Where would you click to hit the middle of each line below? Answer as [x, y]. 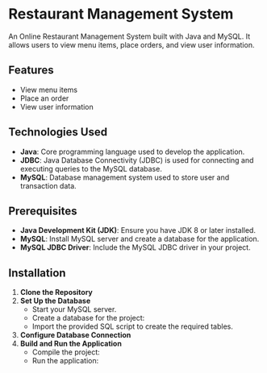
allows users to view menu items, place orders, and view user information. [131, 44]
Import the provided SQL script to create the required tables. [133, 326]
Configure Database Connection [75, 335]
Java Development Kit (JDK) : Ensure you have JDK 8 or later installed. [138, 230]
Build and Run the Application [71, 344]
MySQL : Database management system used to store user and [125, 177]
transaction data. [48, 185]
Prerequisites [43, 211]
